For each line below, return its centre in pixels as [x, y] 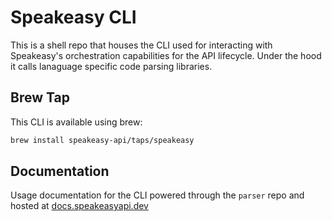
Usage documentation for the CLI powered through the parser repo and [157, 195]
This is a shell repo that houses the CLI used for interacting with [141, 45]
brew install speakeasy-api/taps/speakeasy [102, 140]
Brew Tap [40, 97]
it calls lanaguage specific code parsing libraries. [111, 66]
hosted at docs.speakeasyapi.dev [79, 206]
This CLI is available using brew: [76, 122]
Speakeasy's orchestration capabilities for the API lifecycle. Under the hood [166, 55]
